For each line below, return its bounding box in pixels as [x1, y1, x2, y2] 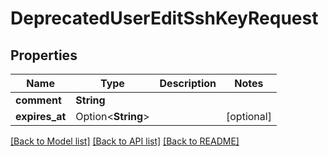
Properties [10, 47, 78, 64]
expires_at [15, 110, 67, 123]
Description [159, 77, 217, 90]
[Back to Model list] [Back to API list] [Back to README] [10, 135, 240, 147]
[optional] [226, 110, 272, 123]
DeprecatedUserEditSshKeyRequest [10, 7, 319, 30]
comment [15, 93, 62, 107]
